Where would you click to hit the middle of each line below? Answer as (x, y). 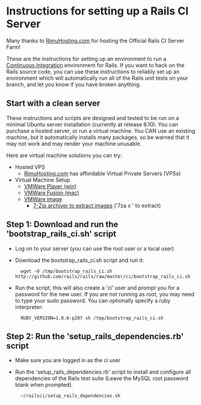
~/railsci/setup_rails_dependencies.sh (70, 396)
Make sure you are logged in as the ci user (68, 360)
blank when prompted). (44, 385)
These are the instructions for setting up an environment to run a (86, 59)
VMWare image (43, 199)
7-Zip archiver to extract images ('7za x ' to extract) (97, 205)
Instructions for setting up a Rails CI (97, 11)
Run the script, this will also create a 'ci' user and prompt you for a (97, 287)
